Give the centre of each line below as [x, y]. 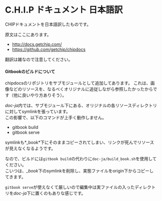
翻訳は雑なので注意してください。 [39, 59]
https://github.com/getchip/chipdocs [49, 49]
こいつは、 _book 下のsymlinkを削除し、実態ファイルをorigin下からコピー [77, 171]
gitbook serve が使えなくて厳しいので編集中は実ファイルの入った [70, 187]
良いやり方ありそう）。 [44, 95]
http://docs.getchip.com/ [37, 44]
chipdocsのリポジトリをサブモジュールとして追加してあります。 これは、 [78, 83]
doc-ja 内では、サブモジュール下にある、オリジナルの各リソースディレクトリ [81, 106]
